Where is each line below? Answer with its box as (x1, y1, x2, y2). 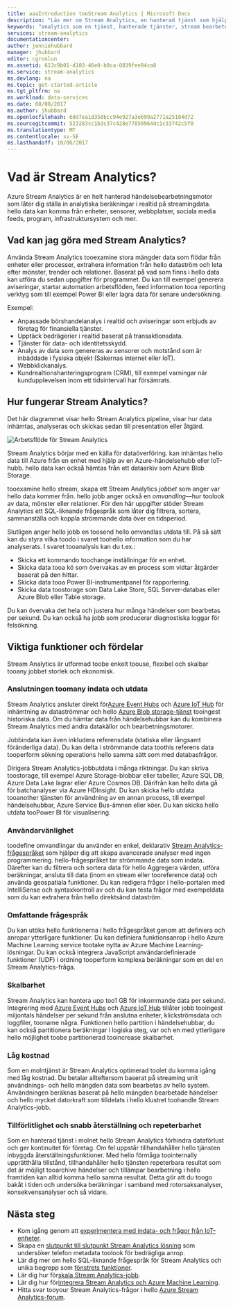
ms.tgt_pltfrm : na (7, 88, 60, 95)
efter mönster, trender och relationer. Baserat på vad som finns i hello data (7, 268, 220, 276)
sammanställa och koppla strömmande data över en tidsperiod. (7, 514, 187, 522)
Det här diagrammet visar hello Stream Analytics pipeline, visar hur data (7, 414, 213, 423)
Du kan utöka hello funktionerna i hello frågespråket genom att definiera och (7, 926, 225, 935)
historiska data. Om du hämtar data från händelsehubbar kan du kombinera (7, 714, 222, 723)
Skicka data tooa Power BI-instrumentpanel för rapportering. (17, 578, 191, 586)
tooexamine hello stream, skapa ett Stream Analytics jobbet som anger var (7, 484, 221, 493)
